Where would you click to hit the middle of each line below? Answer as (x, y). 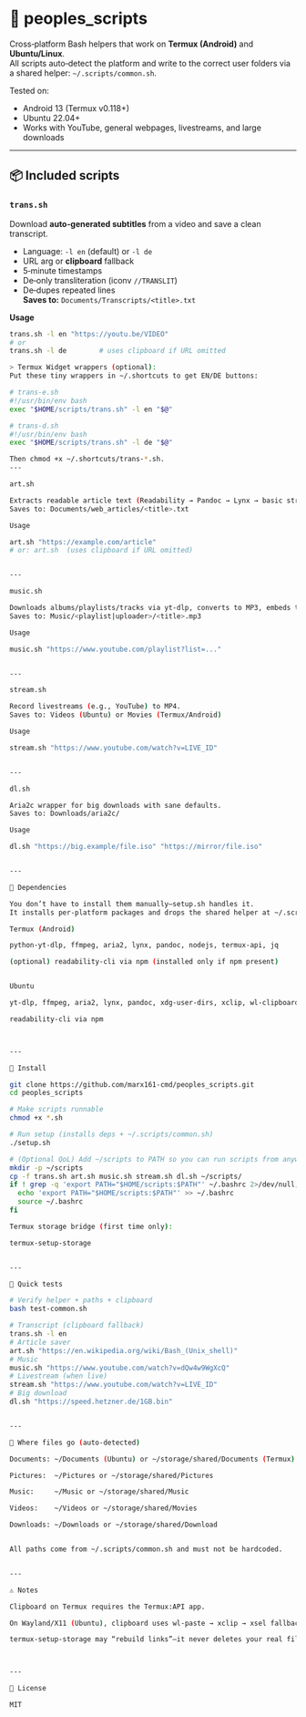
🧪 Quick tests (36, 1284)
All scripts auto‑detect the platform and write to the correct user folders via (150, 63)
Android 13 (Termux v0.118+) (76, 108)
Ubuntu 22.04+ (51, 118)
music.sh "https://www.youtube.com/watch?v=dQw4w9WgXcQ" (120, 1368)
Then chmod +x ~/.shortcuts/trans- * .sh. (87, 460)
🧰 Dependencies (38, 887)
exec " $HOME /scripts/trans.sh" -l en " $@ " (91, 409)
